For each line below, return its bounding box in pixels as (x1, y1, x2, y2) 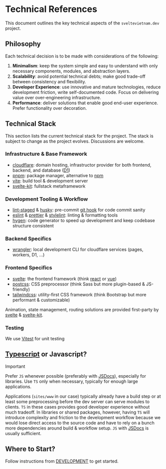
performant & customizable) (12, 297, 70, 303)
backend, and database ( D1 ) (12, 167, 71, 173)
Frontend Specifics (5, 264, 52, 271)
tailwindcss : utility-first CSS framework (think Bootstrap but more (12, 291, 147, 297)
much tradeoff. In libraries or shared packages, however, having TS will (5, 409, 150, 415)
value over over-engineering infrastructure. (12, 94, 101, 100)
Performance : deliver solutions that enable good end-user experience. (12, 100, 159, 106)
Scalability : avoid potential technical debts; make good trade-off (12, 73, 146, 79)
